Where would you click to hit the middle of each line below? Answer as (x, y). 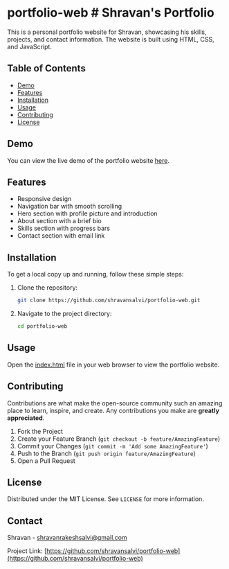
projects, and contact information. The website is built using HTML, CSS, (111, 39)
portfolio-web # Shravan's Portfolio (111, 13)
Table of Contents (47, 68)
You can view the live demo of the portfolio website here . (88, 160)
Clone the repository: (47, 288)
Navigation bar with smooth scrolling (70, 207)
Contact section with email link (61, 236)
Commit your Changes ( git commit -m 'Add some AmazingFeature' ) (113, 446)
